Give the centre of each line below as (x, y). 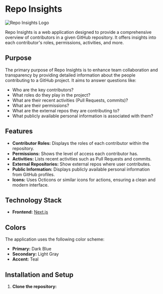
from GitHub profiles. (33, 174)
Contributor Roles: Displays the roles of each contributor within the (81, 143)
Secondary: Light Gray (35, 254)
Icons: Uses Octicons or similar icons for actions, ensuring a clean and (84, 180)
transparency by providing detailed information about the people (70, 75)
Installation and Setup (39, 275)
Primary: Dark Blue (32, 249)
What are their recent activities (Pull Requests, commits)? (70, 100)
